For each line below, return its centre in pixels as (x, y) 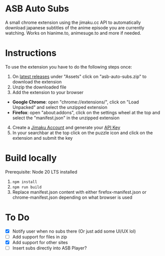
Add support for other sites (40, 242)
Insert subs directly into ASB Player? (49, 248)
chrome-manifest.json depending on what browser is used (72, 197)
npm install (25, 182)
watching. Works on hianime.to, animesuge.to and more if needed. (73, 33)
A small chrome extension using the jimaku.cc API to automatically (73, 22)
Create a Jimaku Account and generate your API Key (66, 127)
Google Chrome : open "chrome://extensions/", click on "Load (76, 102)
